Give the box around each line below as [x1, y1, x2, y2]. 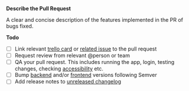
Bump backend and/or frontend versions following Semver [14, 72, 158, 79]
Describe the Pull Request [6, 5, 71, 12]
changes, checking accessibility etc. [14, 65, 103, 72]
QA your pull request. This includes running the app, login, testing [14, 59, 175, 66]
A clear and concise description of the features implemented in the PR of [6, 16, 184, 23]
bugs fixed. [6, 23, 34, 29]
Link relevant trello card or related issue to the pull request [14, 45, 157, 52]
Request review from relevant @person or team [14, 52, 130, 59]
